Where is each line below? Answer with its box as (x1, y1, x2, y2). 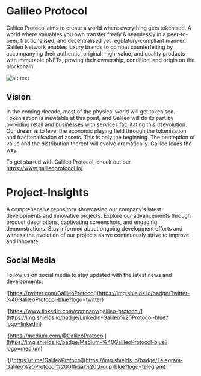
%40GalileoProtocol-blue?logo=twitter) (6, 296, 104, 303)
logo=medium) (6, 345, 43, 352)
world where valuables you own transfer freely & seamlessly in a (6, 30, 166, 37)
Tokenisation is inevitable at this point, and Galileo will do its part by (6, 114, 174, 121)
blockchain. (6, 62, 35, 70)
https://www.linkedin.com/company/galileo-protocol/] (10, 307, 143, 314)
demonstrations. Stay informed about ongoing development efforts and (6, 225, 183, 232)
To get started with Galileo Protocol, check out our (6, 158, 131, 165)
